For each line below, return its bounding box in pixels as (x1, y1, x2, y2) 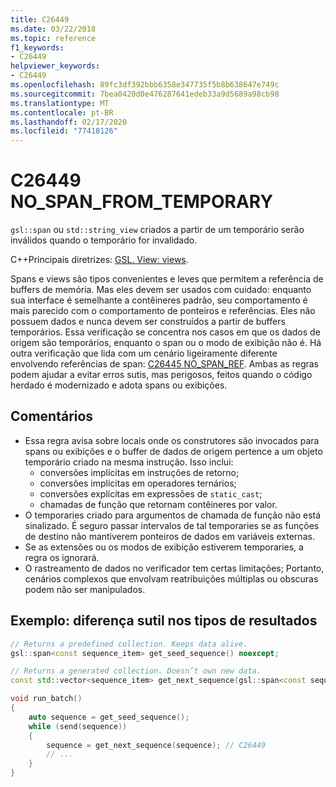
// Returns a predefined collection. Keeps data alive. (10, 639, 248, 649)
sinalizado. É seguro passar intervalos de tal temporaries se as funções (24, 519, 320, 531)
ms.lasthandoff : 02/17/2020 (10, 117, 128, 127)
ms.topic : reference (10, 33, 97, 43)
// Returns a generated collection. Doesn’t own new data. (10, 666, 262, 676)
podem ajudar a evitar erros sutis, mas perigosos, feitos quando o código (10, 369, 313, 381)
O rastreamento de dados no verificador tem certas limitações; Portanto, (24, 562, 325, 574)
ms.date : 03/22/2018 (10, 24, 97, 34)
